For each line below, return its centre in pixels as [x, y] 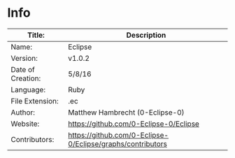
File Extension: [35, 101]
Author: [23, 112]
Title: [36, 35]
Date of [23, 69]
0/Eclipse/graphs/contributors [118, 143]
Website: [25, 124]
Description [146, 35]
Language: [28, 89]
